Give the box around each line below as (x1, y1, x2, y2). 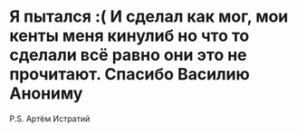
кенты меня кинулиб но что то (9, 25, 250, 46)
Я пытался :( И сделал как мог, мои (9, 6, 289, 27)
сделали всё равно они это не (9, 45, 247, 65)
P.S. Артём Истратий (9, 113, 91, 124)
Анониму (9, 83, 83, 104)
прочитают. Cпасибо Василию (9, 64, 251, 85)
